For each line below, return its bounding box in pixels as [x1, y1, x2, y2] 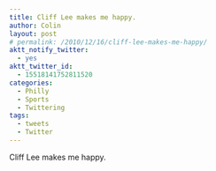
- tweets [17, 120, 50, 129]
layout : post [9, 29, 58, 38]
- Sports [17, 94, 50, 104]
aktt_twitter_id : [9, 63, 73, 71]
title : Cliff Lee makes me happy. [9, 12, 137, 22]
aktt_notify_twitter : [9, 46, 89, 55]
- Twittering [17, 103, 66, 112]
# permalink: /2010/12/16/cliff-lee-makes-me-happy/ [9, 37, 208, 47]
